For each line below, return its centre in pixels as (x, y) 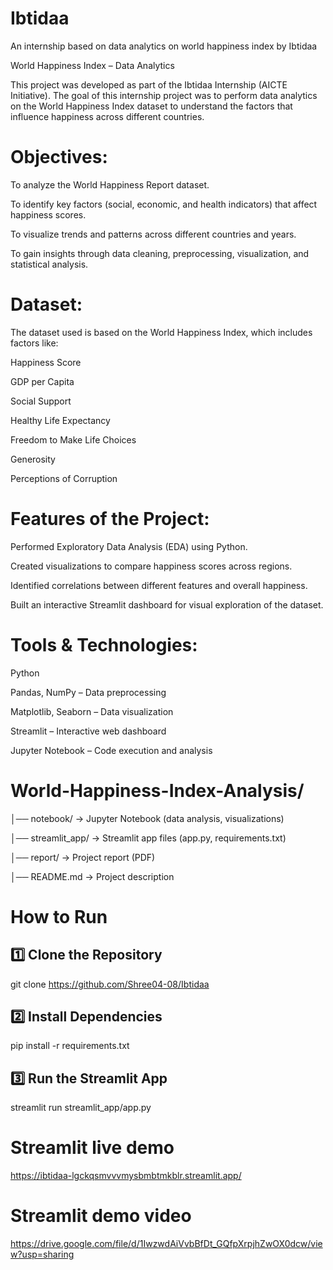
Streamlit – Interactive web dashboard (88, 731)
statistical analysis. (49, 264)
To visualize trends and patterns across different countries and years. (153, 234)
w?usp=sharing (42, 1254)
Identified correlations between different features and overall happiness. (159, 585)
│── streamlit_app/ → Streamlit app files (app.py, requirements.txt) (148, 838)
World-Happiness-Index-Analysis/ (157, 790)
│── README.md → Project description (92, 876)
